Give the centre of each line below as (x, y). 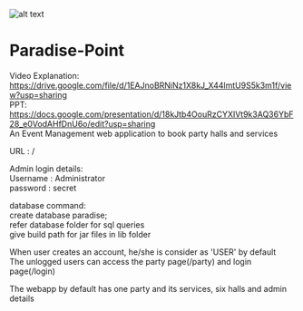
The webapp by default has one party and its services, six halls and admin (148, 288)
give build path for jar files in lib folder (80, 234)
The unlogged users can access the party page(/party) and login (131, 261)
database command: (48, 205)
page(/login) (33, 271)
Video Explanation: (44, 75)
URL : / (22, 151)
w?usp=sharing (39, 94)
